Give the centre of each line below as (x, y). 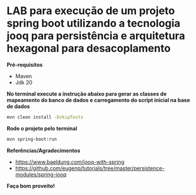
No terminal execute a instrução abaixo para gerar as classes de (87, 94)
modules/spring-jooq (41, 174)
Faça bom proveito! (31, 186)
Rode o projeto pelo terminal (42, 128)
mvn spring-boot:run (32, 139)
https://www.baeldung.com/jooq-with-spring (70, 162)
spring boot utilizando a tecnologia (94, 23)
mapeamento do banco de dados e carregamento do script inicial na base (98, 100)
